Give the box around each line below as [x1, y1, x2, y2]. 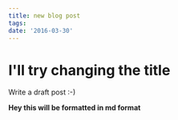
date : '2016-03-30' [8, 26, 74, 34]
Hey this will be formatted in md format [8, 103, 141, 113]
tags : [8, 19, 26, 27]
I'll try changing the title [8, 61, 171, 79]
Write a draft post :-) [8, 87, 76, 97]
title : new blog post [8, 11, 81, 20]
